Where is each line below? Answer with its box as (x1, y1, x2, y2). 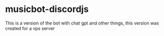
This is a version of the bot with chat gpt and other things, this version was (5, 20, 159, 26)
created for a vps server (5, 25, 55, 31)
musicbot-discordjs (5, 3, 89, 15)
